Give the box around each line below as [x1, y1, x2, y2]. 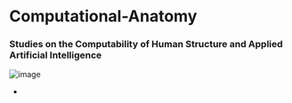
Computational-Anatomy [9, 6, 198, 27]
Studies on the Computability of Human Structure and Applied [9, 38, 283, 51]
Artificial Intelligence [9, 49, 102, 61]
